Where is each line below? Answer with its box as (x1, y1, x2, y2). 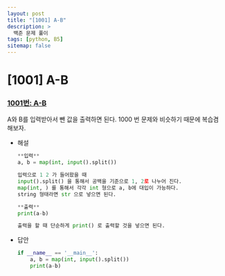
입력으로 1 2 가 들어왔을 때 (17, 171, 87, 179)
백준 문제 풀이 (13, 29, 48, 37)
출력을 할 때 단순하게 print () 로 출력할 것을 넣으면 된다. (17, 223, 165, 230)
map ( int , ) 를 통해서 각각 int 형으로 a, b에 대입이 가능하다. (17, 184, 179, 191)
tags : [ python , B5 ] (7, 36, 64, 43)
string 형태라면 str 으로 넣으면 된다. (17, 191, 116, 198)
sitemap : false (7, 42, 51, 49)
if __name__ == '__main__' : (17, 250, 99, 257)
